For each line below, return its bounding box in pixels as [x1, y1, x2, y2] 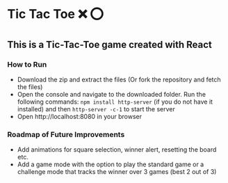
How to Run [7, 59, 47, 69]
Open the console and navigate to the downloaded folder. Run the [17, 90, 206, 98]
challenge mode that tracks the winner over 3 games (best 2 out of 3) [17, 168, 217, 176]
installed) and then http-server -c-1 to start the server [17, 104, 175, 113]
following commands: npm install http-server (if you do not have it [17, 97, 213, 106]
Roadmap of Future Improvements [7, 129, 125, 139]
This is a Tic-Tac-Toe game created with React [7, 38, 212, 50]
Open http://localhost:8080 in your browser [17, 112, 142, 120]
